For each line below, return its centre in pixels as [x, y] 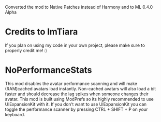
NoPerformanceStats [49, 70]
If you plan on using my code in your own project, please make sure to [75, 45]
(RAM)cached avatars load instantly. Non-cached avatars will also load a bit [80, 88]
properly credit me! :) [26, 50]
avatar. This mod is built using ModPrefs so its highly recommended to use [79, 99]
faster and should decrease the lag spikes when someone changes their [77, 94]
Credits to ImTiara [42, 32]
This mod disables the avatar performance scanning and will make [71, 83]
